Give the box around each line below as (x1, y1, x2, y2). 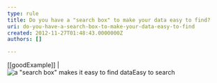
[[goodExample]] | (7, 61, 59, 69)
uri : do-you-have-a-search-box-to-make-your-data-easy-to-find (7, 23, 195, 30)
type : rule (7, 10, 39, 17)
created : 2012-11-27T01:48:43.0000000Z (7, 29, 124, 37)
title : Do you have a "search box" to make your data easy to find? (7, 17, 211, 24)
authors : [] (7, 36, 42, 43)
